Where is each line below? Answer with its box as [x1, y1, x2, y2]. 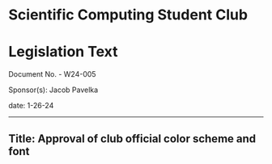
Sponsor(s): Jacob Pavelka [8, 85, 99, 95]
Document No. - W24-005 [8, 69, 96, 79]
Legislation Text [8, 43, 118, 61]
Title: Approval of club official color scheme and [8, 132, 257, 145]
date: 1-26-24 [8, 101, 54, 111]
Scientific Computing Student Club [8, 6, 249, 24]
